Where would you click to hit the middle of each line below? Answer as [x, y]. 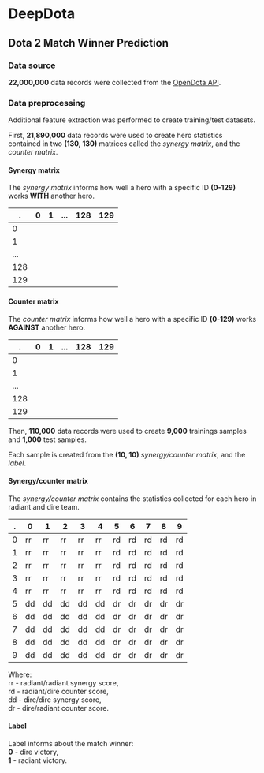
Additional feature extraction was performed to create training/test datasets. [132, 120]
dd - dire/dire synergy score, [55, 700]
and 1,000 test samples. [47, 439]
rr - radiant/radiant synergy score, [63, 682]
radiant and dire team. [44, 506]
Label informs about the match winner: [71, 743]
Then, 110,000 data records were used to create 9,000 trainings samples [127, 431]
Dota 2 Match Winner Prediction [89, 43]
